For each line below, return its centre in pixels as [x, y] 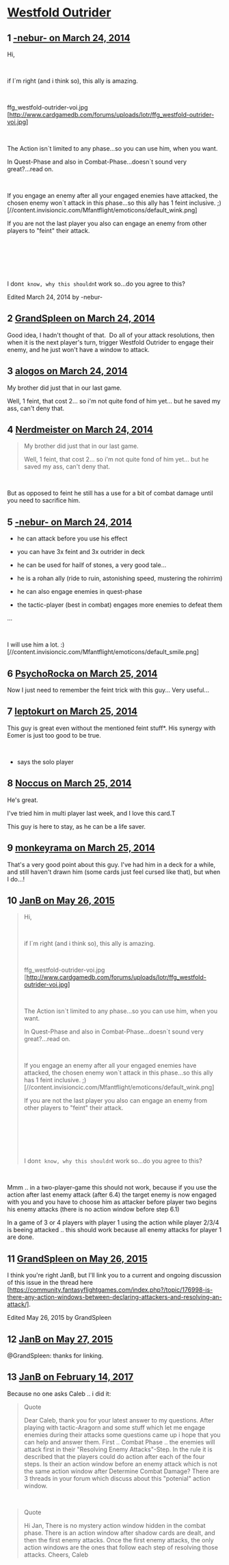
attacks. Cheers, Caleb [56, 1554]
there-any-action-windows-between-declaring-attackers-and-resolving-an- [114, 1297]
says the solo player [45, 762]
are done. [21, 1237]
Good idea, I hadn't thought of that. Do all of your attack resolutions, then [111, 335]
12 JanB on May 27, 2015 [60, 1339]
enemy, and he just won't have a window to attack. [79, 349]
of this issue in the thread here [50, 1283]
